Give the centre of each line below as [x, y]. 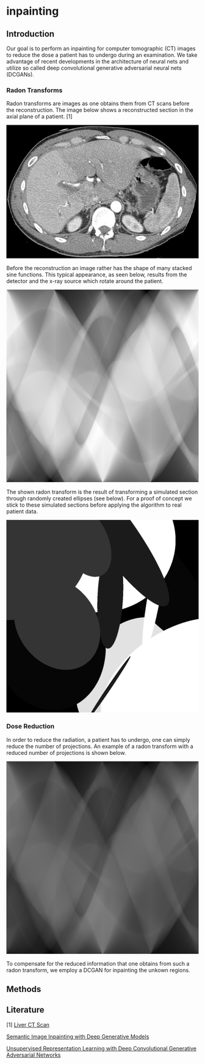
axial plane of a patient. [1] [40, 117]
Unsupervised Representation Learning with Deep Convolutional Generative [102, 1048]
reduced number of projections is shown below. [66, 752]
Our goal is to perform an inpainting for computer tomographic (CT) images [101, 48]
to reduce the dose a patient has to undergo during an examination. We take [102, 55]
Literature [25, 1010]
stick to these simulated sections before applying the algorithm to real [94, 505]
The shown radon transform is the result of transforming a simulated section [102, 492]
